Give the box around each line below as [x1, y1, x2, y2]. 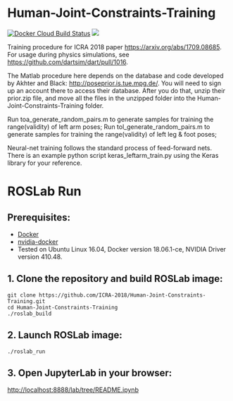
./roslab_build [7, 310, 52, 317]
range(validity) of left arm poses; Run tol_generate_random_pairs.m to [7, 122, 210, 131]
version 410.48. [17, 252, 63, 261]
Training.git [7, 297, 46, 304]
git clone [7, 291, 37, 299]
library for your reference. [7, 159, 82, 167]
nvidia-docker [17, 237, 58, 246]
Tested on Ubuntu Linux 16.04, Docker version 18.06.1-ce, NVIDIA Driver [17, 245, 227, 253]
